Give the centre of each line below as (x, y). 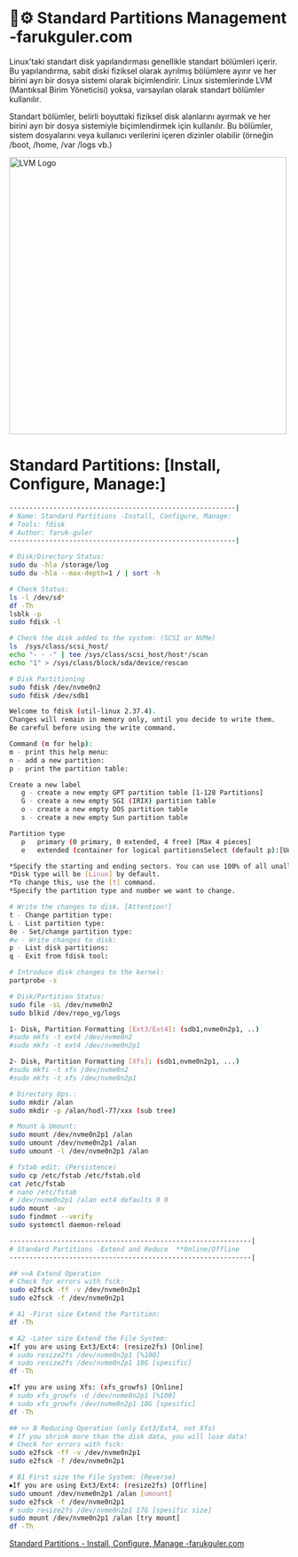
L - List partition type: (57, 923)
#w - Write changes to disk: (63, 940)
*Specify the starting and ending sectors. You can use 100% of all (138, 866)
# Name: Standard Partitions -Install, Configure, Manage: (121, 516)
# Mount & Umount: (43, 1127)
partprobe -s (33, 981)
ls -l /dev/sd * (37, 598)
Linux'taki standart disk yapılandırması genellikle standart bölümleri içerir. (143, 61)
